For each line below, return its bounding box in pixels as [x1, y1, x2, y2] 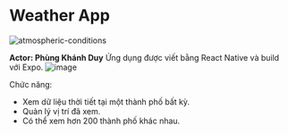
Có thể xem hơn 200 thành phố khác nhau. [21, 115, 181, 126]
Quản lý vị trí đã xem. [21, 105, 101, 116]
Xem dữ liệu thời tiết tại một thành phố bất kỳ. [21, 96, 191, 107]
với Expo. [9, 62, 44, 72]
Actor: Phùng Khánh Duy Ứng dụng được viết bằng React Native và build [9, 52, 280, 63]
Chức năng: [9, 79, 53, 89]
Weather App [9, 5, 110, 26]
